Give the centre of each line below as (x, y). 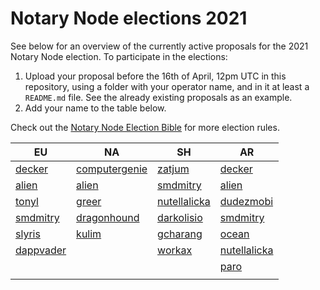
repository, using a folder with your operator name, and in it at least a (167, 86)
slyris (28, 234)
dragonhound (108, 217)
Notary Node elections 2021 (129, 18)
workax (175, 250)
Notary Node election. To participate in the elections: (119, 56)
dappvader (41, 250)
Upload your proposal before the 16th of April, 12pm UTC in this (155, 76)
